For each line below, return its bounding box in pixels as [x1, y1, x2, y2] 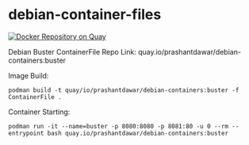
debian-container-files [8, 6, 162, 24]
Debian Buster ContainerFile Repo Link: [8, 47, 136, 56]
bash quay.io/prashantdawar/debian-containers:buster [47, 129, 228, 137]
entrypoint [8, 129, 44, 137]
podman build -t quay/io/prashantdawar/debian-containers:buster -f [8, 86, 239, 94]
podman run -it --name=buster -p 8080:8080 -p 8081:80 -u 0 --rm [8, 122, 228, 130]
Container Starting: [8, 107, 71, 116]
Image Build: [8, 71, 49, 80]
